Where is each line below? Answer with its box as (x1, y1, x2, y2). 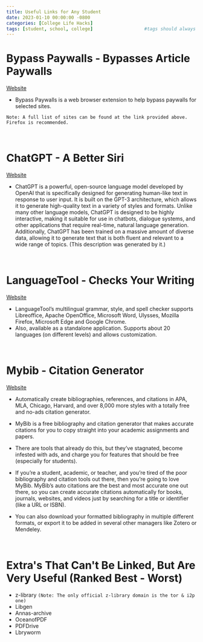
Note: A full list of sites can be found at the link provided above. (6, 114, 188, 121)
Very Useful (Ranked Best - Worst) (6, 571, 183, 585)
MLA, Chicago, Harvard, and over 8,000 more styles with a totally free (14, 402, 190, 409)
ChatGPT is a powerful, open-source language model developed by (14, 183, 184, 190)
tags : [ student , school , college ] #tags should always (6, 25, 196, 32)
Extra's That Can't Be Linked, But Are (6, 559, 196, 573)
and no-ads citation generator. (14, 408, 91, 416)
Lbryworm (14, 629, 41, 636)
